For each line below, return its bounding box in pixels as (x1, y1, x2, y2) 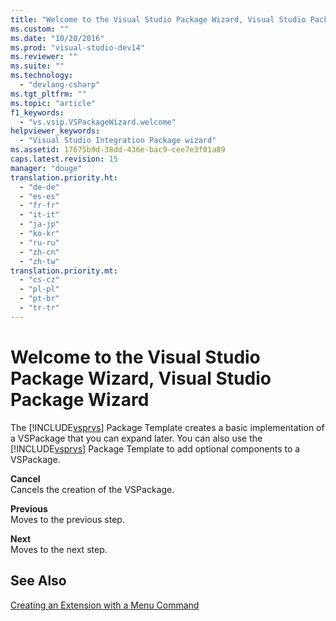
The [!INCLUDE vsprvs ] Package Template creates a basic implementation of (10, 421, 325, 433)
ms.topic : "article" (10, 98, 97, 108)
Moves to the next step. (10, 543, 108, 555)
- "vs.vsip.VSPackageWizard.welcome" (19, 117, 177, 127)
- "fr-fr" (19, 201, 60, 211)
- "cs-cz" (19, 275, 60, 285)
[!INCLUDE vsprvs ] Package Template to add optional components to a (10, 442, 301, 455)
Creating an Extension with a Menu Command (10, 599, 200, 611)
